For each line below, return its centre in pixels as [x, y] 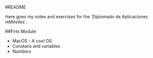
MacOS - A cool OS [32, 41]
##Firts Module [21, 31]
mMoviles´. [16, 22]
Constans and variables [36, 46]
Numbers [22, 51]
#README [15, 7]
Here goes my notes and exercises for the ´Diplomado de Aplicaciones [76, 16]
